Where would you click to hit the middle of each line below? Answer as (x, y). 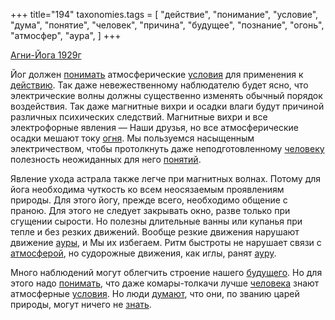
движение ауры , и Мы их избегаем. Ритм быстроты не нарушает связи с (166, 242)
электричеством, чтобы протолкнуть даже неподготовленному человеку (167, 148)
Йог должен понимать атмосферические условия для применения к (157, 74)
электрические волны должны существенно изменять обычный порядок (166, 95)
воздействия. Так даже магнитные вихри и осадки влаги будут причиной (167, 106)
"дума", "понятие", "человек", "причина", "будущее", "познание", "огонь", (167, 25)
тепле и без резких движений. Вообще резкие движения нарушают (155, 232)
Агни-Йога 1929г (46, 55)
